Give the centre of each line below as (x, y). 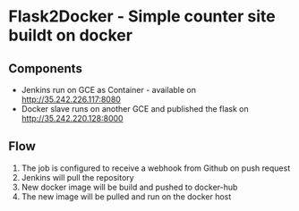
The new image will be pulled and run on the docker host (126, 196)
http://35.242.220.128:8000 (72, 118)
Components (45, 68)
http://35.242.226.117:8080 (71, 99)
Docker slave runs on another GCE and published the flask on (135, 109)
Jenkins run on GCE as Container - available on (108, 90)
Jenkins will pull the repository (78, 177)
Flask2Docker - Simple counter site (142, 17)
